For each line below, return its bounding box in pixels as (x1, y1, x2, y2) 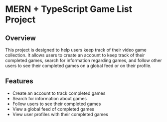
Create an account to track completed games (12, 90, 106, 96)
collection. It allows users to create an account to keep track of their (5, 52, 145, 58)
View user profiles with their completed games (12, 111, 109, 117)
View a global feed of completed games (12, 106, 95, 112)
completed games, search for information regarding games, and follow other (5, 58, 162, 63)
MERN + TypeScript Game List (5, 3, 133, 15)
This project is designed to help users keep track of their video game (5, 47, 147, 53)
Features (5, 77, 33, 85)
